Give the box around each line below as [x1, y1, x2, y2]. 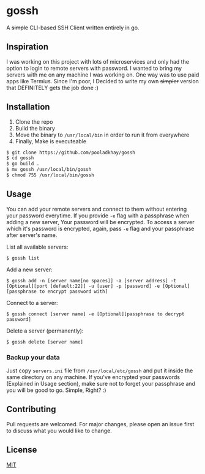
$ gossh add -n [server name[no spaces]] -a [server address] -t [6, 277, 176, 284]
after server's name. [6, 231, 58, 239]
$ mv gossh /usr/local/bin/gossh [6, 167, 92, 173]
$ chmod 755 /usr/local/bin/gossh [6, 172, 95, 178]
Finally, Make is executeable [15, 137, 87, 145]
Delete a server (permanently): [6, 327, 84, 334]
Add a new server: [6, 266, 53, 273]
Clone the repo [15, 118, 53, 126]
